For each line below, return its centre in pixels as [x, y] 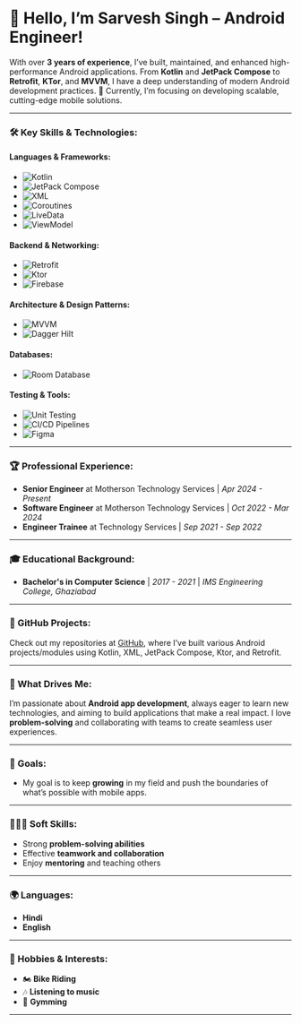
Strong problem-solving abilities [83, 843]
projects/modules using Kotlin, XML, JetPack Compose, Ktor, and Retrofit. [146, 652]
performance [34, 72]
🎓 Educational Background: [72, 559]
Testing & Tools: [40, 395]
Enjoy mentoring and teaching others [91, 863]
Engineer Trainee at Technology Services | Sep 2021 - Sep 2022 [142, 527]
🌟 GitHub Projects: [50, 624]
